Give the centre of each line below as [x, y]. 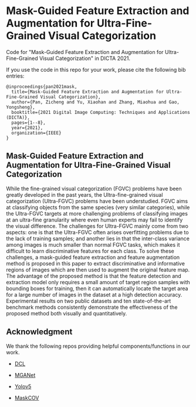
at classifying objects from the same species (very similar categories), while [98, 207]
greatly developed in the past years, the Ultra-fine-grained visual [85, 194]
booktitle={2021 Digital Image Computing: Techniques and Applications [101, 112]
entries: [15, 76]
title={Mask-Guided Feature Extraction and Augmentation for [88, 92]
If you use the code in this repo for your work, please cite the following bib [96, 69]
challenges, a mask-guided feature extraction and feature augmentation [93, 257]
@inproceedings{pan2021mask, [42, 86]
